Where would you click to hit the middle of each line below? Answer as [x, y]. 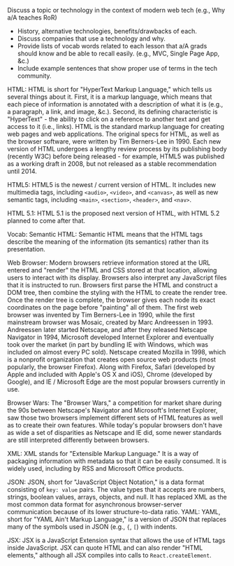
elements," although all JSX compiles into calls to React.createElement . [109, 555]
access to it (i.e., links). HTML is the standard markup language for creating [116, 126]
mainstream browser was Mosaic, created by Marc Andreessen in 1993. [110, 322]
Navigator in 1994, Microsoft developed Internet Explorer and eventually [111, 337]
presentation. [26, 249]
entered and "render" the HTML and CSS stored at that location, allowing [112, 270]
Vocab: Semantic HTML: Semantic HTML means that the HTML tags [105, 234]
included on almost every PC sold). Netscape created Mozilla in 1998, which [117, 352]
